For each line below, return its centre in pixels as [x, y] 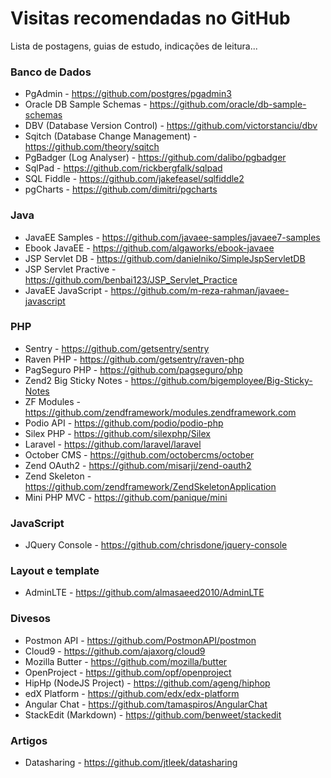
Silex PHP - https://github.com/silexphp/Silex [117, 433]
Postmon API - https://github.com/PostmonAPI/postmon [140, 640]
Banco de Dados [51, 72]
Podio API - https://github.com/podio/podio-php [124, 423]
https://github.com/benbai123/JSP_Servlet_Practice [131, 279]
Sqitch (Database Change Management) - [111, 136]
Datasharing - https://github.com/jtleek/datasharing [131, 763]
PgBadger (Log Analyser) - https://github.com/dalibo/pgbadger [155, 158]
